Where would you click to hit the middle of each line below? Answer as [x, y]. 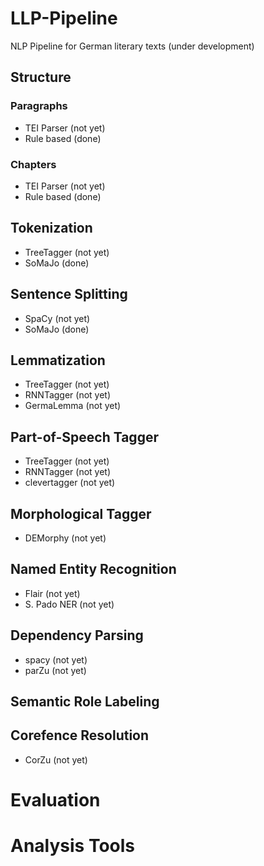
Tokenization [51, 228]
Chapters [33, 164]
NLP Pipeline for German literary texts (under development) [132, 46]
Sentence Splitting [69, 294]
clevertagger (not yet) [70, 483]
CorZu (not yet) [56, 759]
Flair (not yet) [52, 593]
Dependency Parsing [77, 635]
